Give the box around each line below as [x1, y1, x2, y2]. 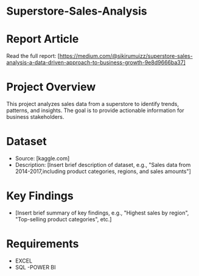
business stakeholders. [6, 113, 65, 121]
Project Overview [6, 80, 96, 94]
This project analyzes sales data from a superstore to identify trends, [6, 101, 180, 108]
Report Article [6, 32, 79, 46]
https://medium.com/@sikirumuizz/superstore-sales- [59, 52, 193, 60]
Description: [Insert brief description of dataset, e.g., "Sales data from [15, 161, 191, 168]
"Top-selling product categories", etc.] [15, 215, 112, 223]
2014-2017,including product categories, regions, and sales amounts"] [15, 168, 192, 175]
